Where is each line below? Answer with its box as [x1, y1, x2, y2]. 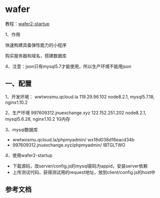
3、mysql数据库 [5, 126, 38, 132]
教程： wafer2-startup [5, 21, 50, 27]
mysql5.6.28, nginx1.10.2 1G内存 [5, 116, 70, 122]
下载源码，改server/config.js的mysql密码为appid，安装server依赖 [12, 163, 148, 169]
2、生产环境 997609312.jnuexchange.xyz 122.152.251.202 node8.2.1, [5, 109, 146, 116]
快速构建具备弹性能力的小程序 [5, 42, 66, 48]
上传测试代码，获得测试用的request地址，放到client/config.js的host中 [12, 169, 156, 175]
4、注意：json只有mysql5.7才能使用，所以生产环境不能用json [5, 63, 131, 69]
